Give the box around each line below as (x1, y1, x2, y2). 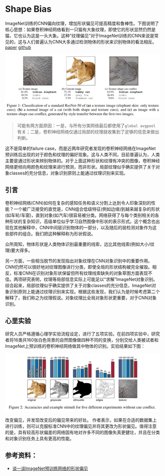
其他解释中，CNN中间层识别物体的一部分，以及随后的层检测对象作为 (13, 224, 153, 230)
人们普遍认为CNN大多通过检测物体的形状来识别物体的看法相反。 (26, 38, 157, 45)
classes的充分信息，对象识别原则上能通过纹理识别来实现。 (9, 170, 128, 176)
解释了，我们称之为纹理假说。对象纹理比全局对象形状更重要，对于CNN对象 (5, 295, 157, 301)
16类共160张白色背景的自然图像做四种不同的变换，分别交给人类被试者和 (13, 337, 159, 343)
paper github (5, 44, 31, 50)
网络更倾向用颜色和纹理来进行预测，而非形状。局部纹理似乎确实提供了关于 (5, 164, 156, 170)
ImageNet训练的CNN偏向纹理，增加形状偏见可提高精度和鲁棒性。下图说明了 (5, 20, 160, 26)
